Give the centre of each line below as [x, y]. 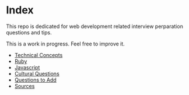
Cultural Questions [37, 73]
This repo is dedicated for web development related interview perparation [95, 26]
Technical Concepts [38, 55]
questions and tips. [29, 32]
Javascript [27, 67]
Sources [24, 86]
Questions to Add [35, 80]
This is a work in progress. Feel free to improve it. [66, 44]
